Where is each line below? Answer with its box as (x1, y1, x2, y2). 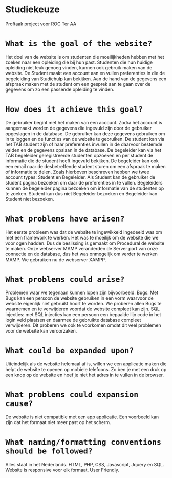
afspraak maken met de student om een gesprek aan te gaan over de (5, 81, 151, 87)
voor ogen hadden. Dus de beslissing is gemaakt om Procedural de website (5, 240, 165, 246)
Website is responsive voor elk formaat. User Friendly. (5, 467, 119, 473)
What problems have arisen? (5, 214, 125, 224)
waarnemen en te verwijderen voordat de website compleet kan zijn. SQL (5, 306, 160, 312)
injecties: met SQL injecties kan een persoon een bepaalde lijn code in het (5, 311, 161, 317)
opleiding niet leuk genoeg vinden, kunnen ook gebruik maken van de (5, 64, 153, 70)
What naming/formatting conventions (5, 437, 162, 447)
